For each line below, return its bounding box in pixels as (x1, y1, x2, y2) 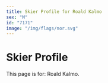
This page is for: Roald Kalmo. (6, 71, 80, 78)
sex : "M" (6, 14, 28, 20)
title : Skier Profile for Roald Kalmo (6, 8, 102, 15)
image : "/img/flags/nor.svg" (6, 25, 78, 31)
